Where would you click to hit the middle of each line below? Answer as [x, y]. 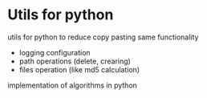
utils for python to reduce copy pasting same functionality [103, 37]
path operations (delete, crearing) [75, 61]
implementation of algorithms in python [73, 85]
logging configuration [55, 52]
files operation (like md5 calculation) [79, 69]
